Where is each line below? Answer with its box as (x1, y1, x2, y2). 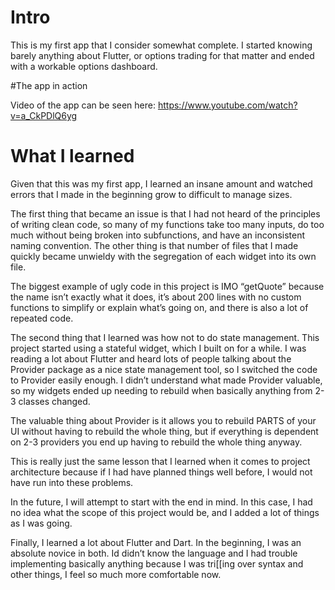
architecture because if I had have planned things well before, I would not (10, 466, 313, 478)
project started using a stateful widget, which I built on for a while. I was (10, 342, 307, 354)
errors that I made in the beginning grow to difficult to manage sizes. (10, 188, 293, 200)
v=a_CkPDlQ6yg (10, 109, 78, 121)
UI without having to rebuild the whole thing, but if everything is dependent (10, 425, 319, 437)
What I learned (10, 145, 135, 168)
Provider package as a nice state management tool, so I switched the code (10, 363, 318, 375)
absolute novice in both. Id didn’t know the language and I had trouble (10, 547, 298, 559)
